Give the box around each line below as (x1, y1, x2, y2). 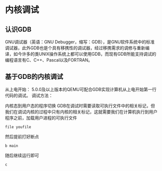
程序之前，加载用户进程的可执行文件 (5, 115, 77, 121)
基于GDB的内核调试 (5, 73, 63, 81)
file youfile (5, 124, 31, 129)
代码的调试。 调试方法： (5, 93, 53, 98)
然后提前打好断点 (5, 134, 39, 140)
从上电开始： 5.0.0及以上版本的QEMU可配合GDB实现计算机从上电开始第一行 (5, 86, 157, 92)
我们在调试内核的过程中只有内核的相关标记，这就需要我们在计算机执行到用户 (5, 109, 158, 114)
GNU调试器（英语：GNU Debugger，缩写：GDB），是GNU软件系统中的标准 (5, 39, 155, 45)
